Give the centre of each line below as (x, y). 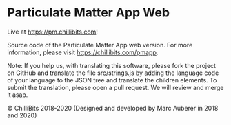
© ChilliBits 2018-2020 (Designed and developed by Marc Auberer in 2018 (113, 108)
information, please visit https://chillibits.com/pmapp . (83, 52)
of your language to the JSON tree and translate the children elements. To (112, 80)
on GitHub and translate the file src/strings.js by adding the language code (113, 73)
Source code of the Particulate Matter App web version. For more (100, 45)
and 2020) (22, 115)
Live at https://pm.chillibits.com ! (53, 32)
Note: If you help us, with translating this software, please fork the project (111, 65)
